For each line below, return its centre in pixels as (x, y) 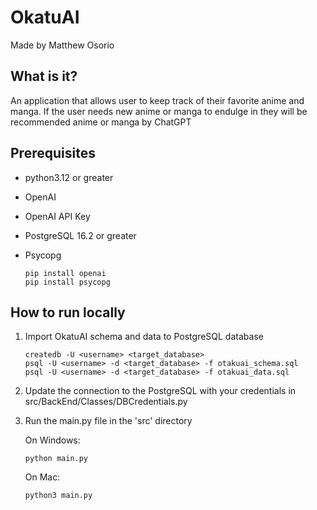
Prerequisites (53, 153)
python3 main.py (58, 496)
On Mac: (42, 477)
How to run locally (68, 312)
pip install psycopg (67, 282)
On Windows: (52, 440)
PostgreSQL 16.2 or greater (80, 235)
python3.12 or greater (69, 177)
